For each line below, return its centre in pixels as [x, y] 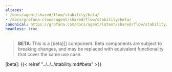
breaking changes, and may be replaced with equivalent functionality [91, 49]
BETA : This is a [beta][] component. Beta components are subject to [90, 43]
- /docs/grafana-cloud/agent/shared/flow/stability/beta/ [68, 19]
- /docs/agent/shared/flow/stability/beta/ [52, 15]
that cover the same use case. [50, 55]
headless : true [21, 29]
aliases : [15, 10]
